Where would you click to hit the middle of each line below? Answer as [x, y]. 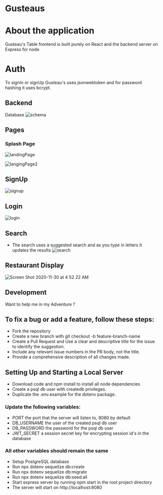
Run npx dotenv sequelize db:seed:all [50, 477]
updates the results [31, 250]
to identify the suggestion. [38, 347]
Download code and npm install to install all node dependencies [76, 384]
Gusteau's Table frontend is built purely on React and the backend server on [81, 44]
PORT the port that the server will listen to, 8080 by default [71, 418]
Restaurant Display [35, 266]
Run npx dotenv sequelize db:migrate [49, 472]
